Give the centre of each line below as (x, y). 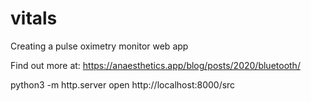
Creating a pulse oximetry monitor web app (99, 46)
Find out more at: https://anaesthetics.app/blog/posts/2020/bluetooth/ (155, 65)
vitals (34, 18)
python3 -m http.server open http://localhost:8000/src (123, 84)
